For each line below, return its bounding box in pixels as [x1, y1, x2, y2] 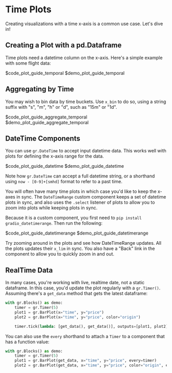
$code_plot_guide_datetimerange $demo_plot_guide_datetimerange [5, 230, 148, 237]
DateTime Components [5, 134, 80, 143]
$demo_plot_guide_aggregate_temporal [5, 119, 89, 125]
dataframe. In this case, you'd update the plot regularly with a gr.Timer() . [5, 285, 161, 291]
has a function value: [5, 339, 50, 345]
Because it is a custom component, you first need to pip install [5, 214, 142, 221]
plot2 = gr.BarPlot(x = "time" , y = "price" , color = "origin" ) [14, 315, 141, 320]
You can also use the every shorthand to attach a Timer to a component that [5, 333, 165, 339]
